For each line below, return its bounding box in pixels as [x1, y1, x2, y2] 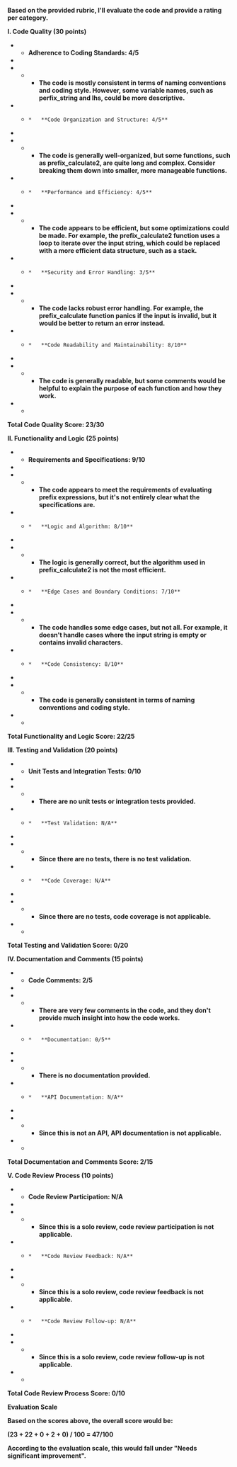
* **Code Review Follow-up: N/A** [28, 1318, 137, 1325]
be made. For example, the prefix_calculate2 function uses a [38, 232, 221, 239]
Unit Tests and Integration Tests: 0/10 [28, 767, 141, 775]
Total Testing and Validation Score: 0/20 [7, 941, 129, 949]
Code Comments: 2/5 [28, 976, 93, 984]
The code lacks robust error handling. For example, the [38, 304, 204, 312]
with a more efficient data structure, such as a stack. [38, 247, 197, 254]
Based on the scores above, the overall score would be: [7, 1417, 173, 1424]
